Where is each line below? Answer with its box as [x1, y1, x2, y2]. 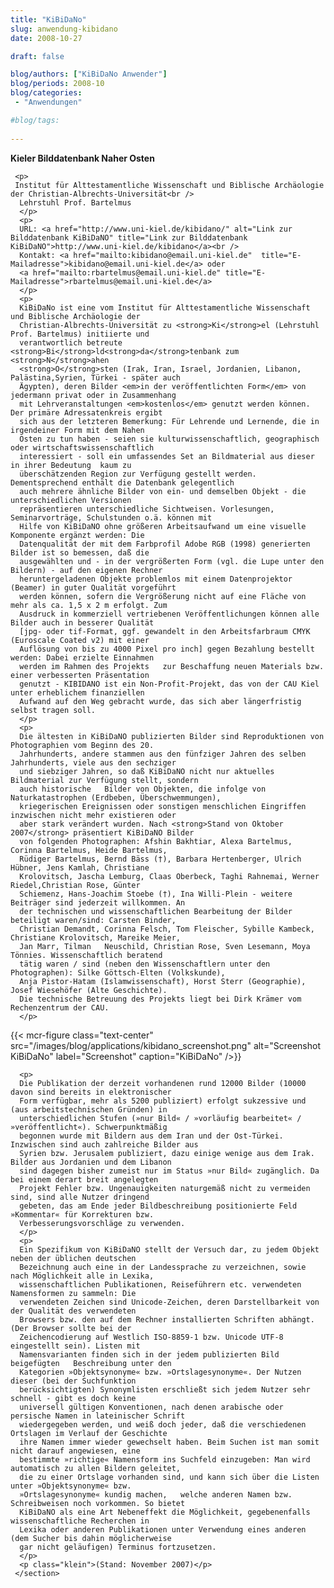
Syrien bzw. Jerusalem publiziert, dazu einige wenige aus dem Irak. [19, 1148, 315, 1158]
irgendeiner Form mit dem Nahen [10, 425, 145, 435]
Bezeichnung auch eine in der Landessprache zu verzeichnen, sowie [19, 1262, 307, 1272]
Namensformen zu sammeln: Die [10, 1288, 137, 1298]
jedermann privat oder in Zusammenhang [10, 390, 177, 400]
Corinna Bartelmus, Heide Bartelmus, [10, 845, 168, 855]
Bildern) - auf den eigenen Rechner [10, 565, 163, 575]
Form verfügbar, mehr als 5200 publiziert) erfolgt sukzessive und [19, 1096, 307, 1106]
